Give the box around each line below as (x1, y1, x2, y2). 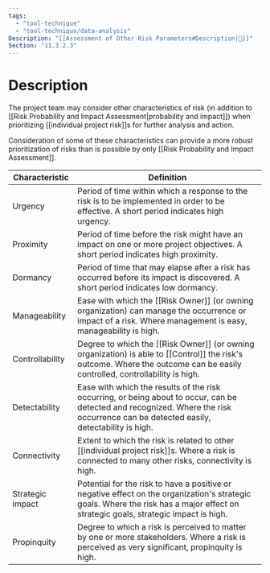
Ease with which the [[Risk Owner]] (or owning (77, 295, 254, 307)
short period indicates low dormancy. (77, 282, 219, 294)
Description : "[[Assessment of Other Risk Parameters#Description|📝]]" (8, 34, 253, 43)
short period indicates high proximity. (77, 249, 219, 260)
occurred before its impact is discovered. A (77, 272, 240, 283)
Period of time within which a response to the (77, 186, 248, 197)
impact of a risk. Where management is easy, (77, 315, 247, 327)
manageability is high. (77, 325, 160, 336)
